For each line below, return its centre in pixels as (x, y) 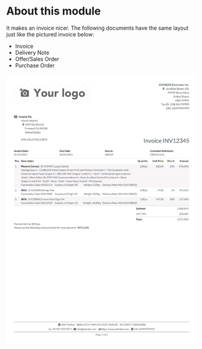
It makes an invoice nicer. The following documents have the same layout (97, 28)
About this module (54, 11)
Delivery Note (32, 52)
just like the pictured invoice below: (50, 34)
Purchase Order (35, 65)
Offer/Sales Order (37, 59)
